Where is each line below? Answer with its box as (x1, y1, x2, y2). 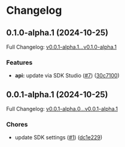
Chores (6, 121, 28, 129)
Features (6, 58, 33, 67)
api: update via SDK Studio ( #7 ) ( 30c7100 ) (14, 72, 120, 79)
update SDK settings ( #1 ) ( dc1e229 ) (14, 134, 103, 141)
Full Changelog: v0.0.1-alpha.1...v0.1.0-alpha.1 (6, 43, 117, 50)
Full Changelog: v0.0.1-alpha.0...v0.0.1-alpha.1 (6, 106, 118, 113)
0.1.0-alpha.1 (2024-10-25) (6, 28, 109, 38)
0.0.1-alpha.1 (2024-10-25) (6, 89, 109, 100)
